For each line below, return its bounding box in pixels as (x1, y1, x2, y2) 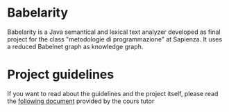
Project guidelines (7, 67, 114, 82)
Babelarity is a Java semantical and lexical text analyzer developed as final (7, 28, 221, 36)
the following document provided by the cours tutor (7, 97, 155, 105)
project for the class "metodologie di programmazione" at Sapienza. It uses (7, 35, 223, 43)
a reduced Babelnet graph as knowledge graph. (7, 42, 144, 50)
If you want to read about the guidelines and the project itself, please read (7, 89, 219, 97)
